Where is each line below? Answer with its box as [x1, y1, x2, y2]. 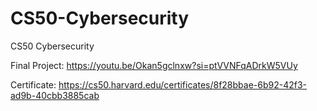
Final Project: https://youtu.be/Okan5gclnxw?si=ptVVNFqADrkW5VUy [10, 59, 298, 71]
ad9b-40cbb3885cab [10, 89, 100, 101]
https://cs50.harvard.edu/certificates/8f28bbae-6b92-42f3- [58, 78, 308, 91]
